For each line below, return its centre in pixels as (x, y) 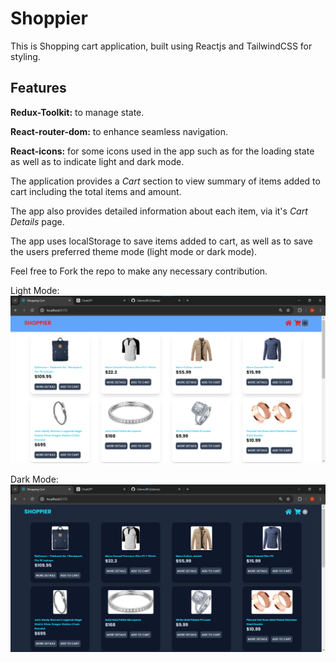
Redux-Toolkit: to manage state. (77, 112)
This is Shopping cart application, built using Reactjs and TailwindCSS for (161, 46)
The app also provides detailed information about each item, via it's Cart (159, 211)
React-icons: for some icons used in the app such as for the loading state (162, 151)
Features (38, 88)
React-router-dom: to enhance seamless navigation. (119, 131)
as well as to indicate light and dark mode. (97, 161)
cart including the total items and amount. (96, 191)
